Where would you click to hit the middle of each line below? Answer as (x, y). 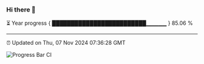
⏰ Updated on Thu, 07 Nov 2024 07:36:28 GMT (66, 43)
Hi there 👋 (21, 10)
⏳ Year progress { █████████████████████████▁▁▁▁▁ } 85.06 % (100, 23)
